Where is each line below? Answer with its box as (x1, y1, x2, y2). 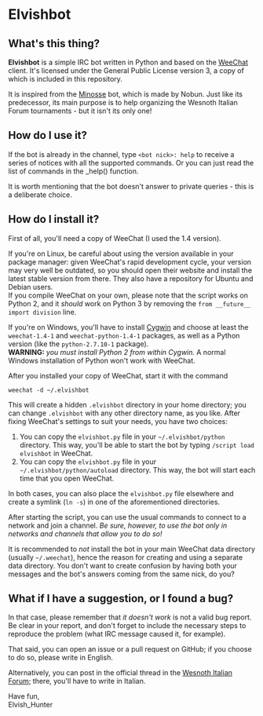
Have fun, (8, 692, 40, 701)
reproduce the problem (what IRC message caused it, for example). (8, 630, 226, 639)
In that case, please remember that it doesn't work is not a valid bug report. (8, 612, 252, 622)
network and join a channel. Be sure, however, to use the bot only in (8, 521, 228, 530)
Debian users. (8, 282, 53, 291)
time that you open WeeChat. (19, 473, 115, 483)
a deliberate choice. (8, 190, 72, 199)
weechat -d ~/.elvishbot (8, 386, 89, 394)
